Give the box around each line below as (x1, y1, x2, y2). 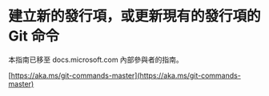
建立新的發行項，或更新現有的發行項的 (8, 7, 262, 25)
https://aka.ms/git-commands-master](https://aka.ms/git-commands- (10, 71, 242, 80)
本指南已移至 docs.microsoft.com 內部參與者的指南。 (8, 55, 184, 64)
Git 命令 (8, 27, 60, 45)
